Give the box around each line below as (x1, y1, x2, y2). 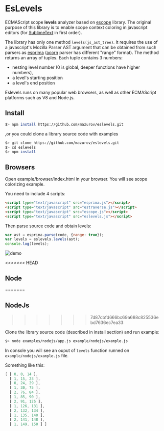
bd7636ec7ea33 (90, 320, 124, 325)
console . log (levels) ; (5, 242, 49, 246)
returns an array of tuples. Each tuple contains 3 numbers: (5, 54, 123, 60)
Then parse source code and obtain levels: (5, 223, 92, 229)
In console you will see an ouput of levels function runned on (5, 347, 130, 353)
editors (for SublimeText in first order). (5, 29, 82, 35)
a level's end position (12, 80, 55, 86)
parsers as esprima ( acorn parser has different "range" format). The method (5, 50, 159, 55)
